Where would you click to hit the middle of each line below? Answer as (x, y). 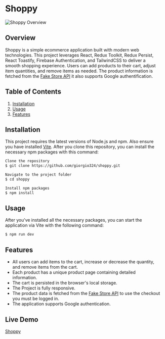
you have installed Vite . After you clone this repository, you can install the (80, 147)
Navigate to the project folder (38, 175)
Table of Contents (33, 92)
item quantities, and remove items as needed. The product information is (79, 71)
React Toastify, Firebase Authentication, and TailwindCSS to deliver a (75, 60)
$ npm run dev (20, 235)
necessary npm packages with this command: (52, 152)
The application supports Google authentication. (62, 304)
